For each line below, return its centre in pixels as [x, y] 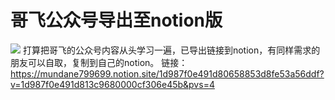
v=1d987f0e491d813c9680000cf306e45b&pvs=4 [112, 84]
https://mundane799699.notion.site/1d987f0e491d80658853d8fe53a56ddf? [167, 73]
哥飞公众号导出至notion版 [116, 20]
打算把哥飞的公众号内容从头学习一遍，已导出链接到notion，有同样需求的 [171, 50]
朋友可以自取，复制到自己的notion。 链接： [99, 62]
